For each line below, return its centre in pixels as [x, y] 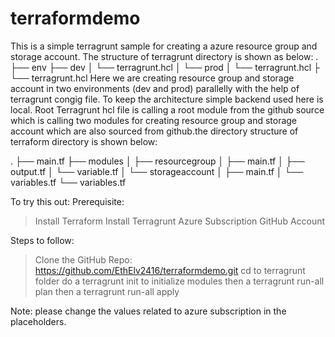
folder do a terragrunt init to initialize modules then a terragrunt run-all [179, 281]
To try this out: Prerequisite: [67, 201]
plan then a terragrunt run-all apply [107, 291]
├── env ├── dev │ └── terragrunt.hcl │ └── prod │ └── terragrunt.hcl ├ [165, 67]
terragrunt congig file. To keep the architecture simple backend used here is [167, 99]
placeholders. [38, 321]
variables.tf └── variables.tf [68, 182]
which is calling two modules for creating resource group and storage [154, 120]
